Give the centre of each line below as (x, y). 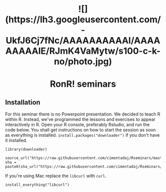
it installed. (16, 140)
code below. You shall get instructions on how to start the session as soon (81, 130)
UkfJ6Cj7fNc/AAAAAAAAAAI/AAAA (83, 41)
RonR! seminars (83, 84)
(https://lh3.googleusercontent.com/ (83, 19)
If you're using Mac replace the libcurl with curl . (56, 176)
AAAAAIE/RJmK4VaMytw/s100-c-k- (83, 51)
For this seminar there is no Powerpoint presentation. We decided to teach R (83, 114)
